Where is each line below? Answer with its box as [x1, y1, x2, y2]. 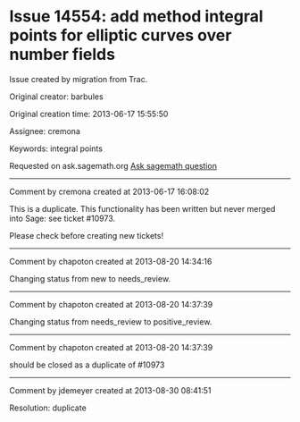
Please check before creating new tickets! [9, 230, 163, 241]
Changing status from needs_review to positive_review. [9, 316, 212, 327]
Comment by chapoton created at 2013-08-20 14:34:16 [9, 256, 212, 266]
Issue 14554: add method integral [9, 6, 263, 27]
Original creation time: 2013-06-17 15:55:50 [9, 108, 169, 119]
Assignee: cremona [9, 125, 80, 136]
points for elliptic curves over [9, 25, 232, 46]
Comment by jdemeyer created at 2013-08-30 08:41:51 [9, 384, 212, 395]
